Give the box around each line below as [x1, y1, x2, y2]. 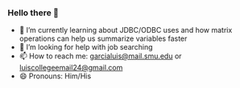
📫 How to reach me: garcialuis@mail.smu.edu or [19, 51, 182, 61]
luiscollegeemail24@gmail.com [19, 63, 123, 73]
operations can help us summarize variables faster [19, 34, 188, 43]
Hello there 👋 [7, 7, 60, 18]
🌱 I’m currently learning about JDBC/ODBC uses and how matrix [19, 26, 233, 35]
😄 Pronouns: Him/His [19, 71, 92, 81]
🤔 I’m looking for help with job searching [19, 42, 154, 52]
